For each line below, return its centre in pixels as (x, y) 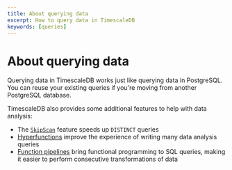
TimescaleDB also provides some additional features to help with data (107, 109)
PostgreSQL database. (39, 95)
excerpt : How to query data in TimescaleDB (71, 20)
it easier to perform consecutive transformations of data (98, 159)
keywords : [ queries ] (37, 26)
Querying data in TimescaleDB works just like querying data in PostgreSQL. (115, 80)
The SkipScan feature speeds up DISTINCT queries (88, 130)
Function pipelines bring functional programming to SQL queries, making (121, 152)
